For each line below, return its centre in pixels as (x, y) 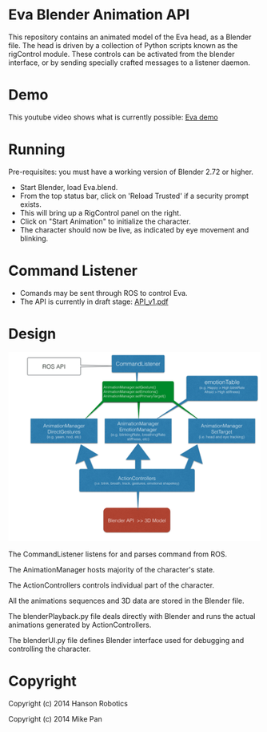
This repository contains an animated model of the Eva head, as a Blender (130, 37)
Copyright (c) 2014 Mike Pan (55, 718)
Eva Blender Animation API (99, 15)
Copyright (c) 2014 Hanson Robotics (68, 703)
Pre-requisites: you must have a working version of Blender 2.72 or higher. (131, 172)
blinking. (34, 238)
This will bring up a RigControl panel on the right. (100, 212)
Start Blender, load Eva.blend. (69, 187)
